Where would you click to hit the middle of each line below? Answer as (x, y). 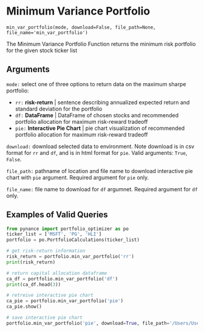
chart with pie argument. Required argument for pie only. (78, 177)
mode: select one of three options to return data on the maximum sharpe (96, 84)
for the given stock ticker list (42, 50)
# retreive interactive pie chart (50, 296)
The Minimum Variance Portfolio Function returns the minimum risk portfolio (101, 44)
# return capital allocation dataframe (57, 273)
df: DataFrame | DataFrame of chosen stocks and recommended (97, 115)
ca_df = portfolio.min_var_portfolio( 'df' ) (62, 279)
